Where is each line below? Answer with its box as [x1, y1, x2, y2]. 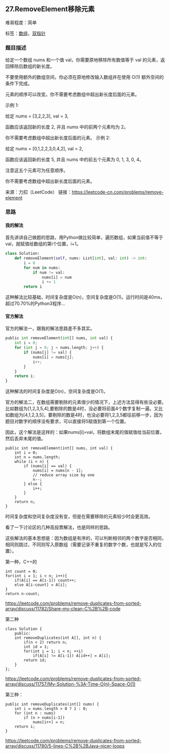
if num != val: [32, 270, 65, 275]
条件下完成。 [5, 81, 32, 87]
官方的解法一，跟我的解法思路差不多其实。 [5, 325, 95, 332]
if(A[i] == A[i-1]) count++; [14, 578, 77, 583]
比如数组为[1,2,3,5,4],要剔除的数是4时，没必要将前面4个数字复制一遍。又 [5, 406, 159, 412]
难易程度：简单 [5, 19, 37, 26]
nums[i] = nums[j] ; [32, 355, 74, 360]
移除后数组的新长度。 [9, 63, 55, 69]
